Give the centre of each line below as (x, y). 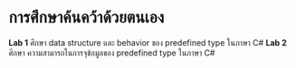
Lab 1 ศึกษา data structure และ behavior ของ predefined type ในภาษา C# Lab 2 (148, 42)
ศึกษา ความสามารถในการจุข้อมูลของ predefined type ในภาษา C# (112, 53)
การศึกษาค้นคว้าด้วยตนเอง (86, 17)
